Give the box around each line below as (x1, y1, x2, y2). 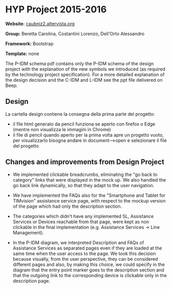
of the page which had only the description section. (12, 203, 122, 209)
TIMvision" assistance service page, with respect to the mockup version (12, 197, 166, 204)
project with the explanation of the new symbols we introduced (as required (5, 66, 165, 72)
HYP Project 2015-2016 (5, 4, 107, 15)
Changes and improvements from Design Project (5, 158, 164, 167)
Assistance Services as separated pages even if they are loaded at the (12, 245, 162, 251)
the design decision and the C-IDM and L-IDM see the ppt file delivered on (5, 77, 163, 83)
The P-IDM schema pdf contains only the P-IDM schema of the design (5, 60, 154, 66)
